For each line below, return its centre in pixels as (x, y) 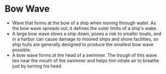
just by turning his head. (37, 66)
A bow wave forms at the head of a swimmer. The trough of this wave (84, 55)
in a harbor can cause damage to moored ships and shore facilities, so (85, 39)
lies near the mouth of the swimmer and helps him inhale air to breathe (86, 60)
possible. (21, 50)
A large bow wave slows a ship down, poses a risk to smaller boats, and (87, 33)
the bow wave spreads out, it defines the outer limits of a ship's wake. (85, 28)
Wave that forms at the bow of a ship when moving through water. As (84, 23)
